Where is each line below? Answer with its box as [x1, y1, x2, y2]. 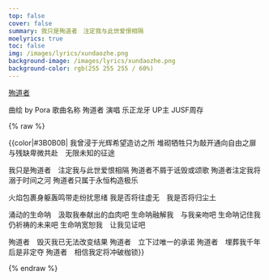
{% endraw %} [8, 263, 58, 273]
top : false [8, 11, 45, 20]
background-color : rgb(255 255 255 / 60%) [8, 65, 154, 73]
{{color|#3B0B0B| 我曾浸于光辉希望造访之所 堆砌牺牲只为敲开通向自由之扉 [8, 138, 257, 147]
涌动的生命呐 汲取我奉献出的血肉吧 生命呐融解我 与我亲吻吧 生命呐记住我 [8, 210, 261, 219]
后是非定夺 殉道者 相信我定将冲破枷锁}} [8, 247, 144, 257]
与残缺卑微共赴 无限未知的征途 [8, 147, 115, 158]
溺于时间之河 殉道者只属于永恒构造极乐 [8, 175, 139, 185]
